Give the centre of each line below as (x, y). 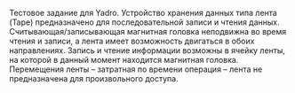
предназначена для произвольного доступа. (94, 78)
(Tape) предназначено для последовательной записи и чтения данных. (144, 22)
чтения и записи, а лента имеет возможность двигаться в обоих (132, 41)
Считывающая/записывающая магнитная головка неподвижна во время (148, 31)
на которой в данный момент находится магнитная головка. (124, 60)
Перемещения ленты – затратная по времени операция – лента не (136, 69)
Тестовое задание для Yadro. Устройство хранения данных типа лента (143, 13)
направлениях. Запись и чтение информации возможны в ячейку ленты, (147, 50)
